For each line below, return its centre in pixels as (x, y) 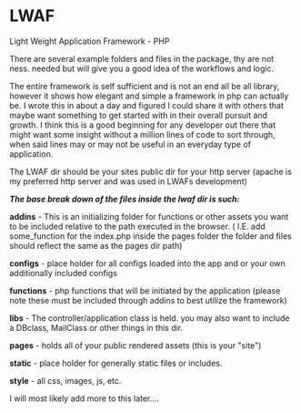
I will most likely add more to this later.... (84, 398)
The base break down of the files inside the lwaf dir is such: (125, 199)
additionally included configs (64, 273)
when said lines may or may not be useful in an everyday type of (130, 144)
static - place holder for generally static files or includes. (116, 363)
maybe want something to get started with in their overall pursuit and (139, 115)
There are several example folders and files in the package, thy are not (142, 58)
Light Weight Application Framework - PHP (90, 41)
